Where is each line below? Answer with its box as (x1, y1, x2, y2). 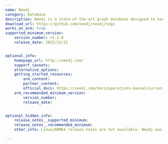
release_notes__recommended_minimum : (14, 122, 93, 127)
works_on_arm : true (5, 26, 46, 31)
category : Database (5, 12, 46, 17)
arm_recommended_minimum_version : (14, 90, 86, 95)
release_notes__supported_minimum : (14, 118, 88, 123)
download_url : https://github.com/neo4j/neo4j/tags (5, 21, 115, 26)
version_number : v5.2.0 (14, 35, 64, 40)
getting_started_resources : (14, 72, 72, 77)
